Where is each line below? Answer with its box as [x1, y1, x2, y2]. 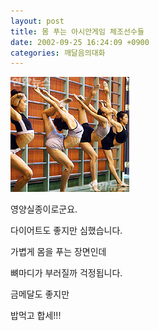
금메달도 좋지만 [10, 288, 70, 300]
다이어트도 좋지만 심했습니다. [10, 225, 123, 237]
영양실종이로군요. [10, 203, 78, 215]
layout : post [10, 16, 65, 26]
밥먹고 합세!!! [10, 310, 62, 322]
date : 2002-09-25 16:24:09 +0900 [10, 37, 150, 47]
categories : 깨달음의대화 [10, 48, 106, 58]
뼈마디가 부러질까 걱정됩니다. [10, 267, 123, 279]
